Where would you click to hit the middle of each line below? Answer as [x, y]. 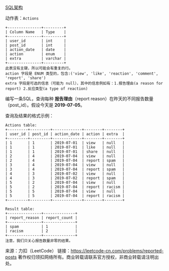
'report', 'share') [26, 78]
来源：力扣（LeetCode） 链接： [38, 251]
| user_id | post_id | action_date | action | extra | [65, 134]
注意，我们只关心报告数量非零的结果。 [39, 241]
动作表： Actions [22, 18]
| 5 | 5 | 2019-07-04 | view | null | [65, 191]
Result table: [20, 209]
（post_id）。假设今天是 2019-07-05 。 [45, 105]
